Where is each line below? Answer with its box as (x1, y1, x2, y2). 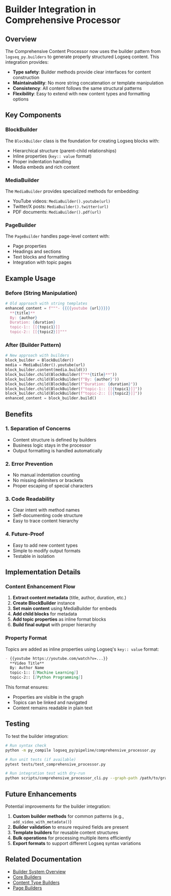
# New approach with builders (5, 353, 70, 358)
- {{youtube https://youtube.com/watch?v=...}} (5, 656, 108, 661)
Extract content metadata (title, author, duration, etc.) (12, 595, 127, 601)
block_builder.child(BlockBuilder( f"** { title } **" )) (5, 372, 117, 377)
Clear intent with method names (12, 507, 80, 513)
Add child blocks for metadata (12, 611, 77, 617)
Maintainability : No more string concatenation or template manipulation (12, 80, 164, 86)
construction (12, 74, 40, 80)
